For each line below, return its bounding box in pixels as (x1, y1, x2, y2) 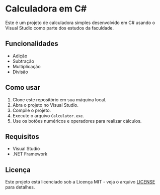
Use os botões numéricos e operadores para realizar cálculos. (12, 118, 142, 124)
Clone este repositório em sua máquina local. (12, 96, 107, 103)
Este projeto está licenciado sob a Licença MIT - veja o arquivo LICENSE (5, 179, 155, 185)
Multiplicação (12, 63, 41, 69)
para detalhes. (5, 184, 35, 190)
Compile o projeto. (12, 107, 51, 113)
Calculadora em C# (5, 3, 87, 15)
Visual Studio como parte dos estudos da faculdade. (5, 25, 114, 31)
